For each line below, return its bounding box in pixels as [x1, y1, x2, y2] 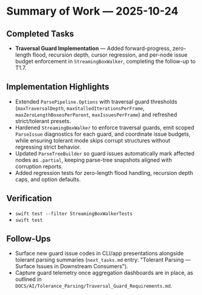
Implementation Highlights [6, 82, 110, 92]
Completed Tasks [6, 29, 74, 39]
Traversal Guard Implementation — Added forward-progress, [15, 44, 172, 52]
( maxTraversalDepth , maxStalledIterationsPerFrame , [15, 104, 145, 112]
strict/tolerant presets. [15, 117, 71, 124]
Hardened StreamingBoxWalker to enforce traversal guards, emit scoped [15, 124, 195, 131]
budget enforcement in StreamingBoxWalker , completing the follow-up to [15, 58, 196, 65]
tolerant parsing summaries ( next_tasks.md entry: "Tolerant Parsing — [15, 256, 191, 263]
